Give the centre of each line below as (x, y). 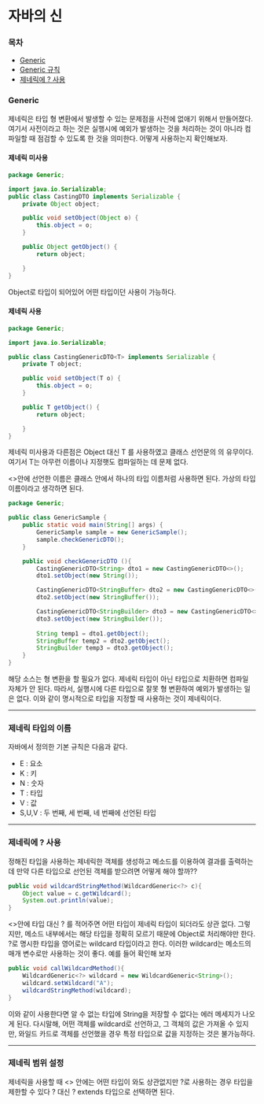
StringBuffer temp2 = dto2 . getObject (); (103, 641)
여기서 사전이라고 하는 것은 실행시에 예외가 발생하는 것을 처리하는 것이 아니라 (126, 128)
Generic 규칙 (40, 70)
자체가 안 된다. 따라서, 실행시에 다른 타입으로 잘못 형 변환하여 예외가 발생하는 (125, 689)
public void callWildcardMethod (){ (66, 969)
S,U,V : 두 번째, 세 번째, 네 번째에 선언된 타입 (88, 813)
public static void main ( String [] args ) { (93, 525)
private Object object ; (61, 204)
